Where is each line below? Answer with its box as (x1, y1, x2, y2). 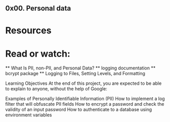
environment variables (5, 112, 52, 118)
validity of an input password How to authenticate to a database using (5, 106, 152, 112)
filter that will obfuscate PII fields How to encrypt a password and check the (5, 101, 164, 107)
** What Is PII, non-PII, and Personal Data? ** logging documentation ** (5, 65, 156, 71)
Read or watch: (5, 48, 70, 59)
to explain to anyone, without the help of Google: (5, 85, 107, 91)
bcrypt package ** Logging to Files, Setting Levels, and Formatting (5, 70, 146, 76)
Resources (5, 25, 52, 36)
